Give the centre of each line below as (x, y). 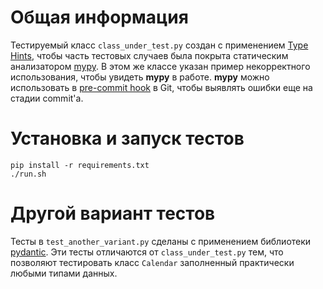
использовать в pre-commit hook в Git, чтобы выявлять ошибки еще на (161, 87)
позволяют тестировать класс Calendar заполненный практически (152, 262)
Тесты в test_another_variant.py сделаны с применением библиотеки (161, 241)
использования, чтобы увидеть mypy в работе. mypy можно (140, 77)
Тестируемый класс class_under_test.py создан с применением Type (159, 45)
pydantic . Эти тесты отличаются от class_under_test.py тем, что (147, 252)
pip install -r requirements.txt (80, 165)
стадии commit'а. (47, 98)
